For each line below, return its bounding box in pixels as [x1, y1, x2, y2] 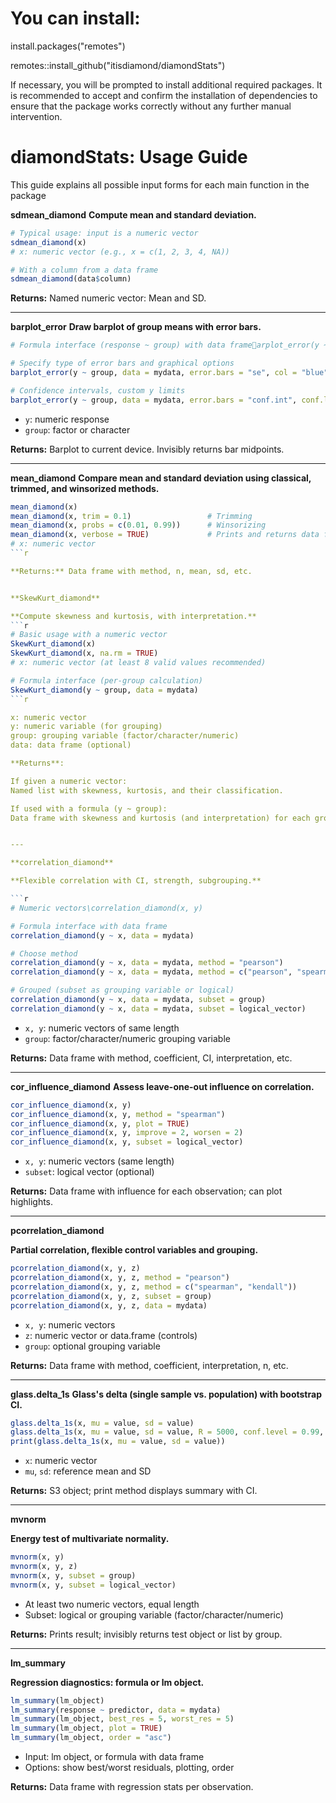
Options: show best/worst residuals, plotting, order [24, 1762, 235, 1773]
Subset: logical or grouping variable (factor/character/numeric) [24, 1608, 284, 1621]
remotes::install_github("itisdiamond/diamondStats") [10, 59, 226, 71]
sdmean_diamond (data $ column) [10, 274, 132, 284]
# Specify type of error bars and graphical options [10, 358, 235, 369]
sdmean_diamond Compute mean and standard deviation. [10, 208, 257, 221]
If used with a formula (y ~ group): [10, 803, 168, 814]
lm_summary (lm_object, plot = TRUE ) [10, 1723, 163, 1734]
